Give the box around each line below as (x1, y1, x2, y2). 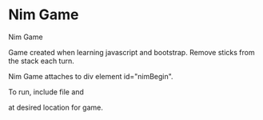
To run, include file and (8, 86, 84, 97)
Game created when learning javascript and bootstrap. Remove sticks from (8, 47, 255, 57)
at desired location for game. (8, 102, 104, 112)
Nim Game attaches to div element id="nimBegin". (8, 71, 173, 81)
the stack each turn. (8, 56, 74, 66)
